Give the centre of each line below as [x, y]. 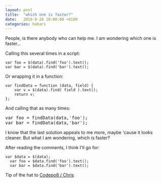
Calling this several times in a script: [43, 53]
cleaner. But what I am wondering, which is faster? [58, 138]
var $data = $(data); [28, 157]
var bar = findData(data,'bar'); [47, 123]
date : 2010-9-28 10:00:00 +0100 [42, 19]
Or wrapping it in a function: [34, 77]
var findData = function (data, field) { [49, 86]
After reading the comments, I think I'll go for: [52, 148]
